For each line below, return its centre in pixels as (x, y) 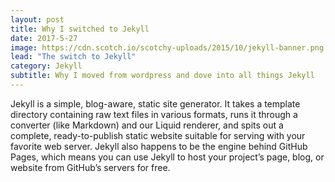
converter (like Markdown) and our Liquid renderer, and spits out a (147, 125)
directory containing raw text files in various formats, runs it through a (154, 114)
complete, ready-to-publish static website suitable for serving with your (158, 135)
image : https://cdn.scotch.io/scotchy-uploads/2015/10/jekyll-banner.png (167, 47)
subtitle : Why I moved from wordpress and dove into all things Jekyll (162, 76)
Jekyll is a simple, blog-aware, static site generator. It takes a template (155, 103)
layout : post (37, 19)
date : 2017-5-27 (44, 38)
